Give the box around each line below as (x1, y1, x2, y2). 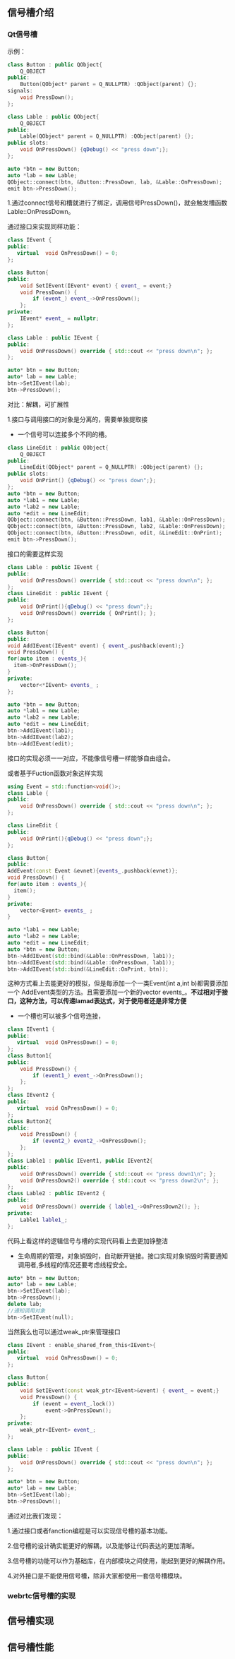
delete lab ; (7, 1301, 42, 1308)
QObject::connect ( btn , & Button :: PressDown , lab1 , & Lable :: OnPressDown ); (7, 516, 226, 524)
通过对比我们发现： (7, 1511, 64, 1520)
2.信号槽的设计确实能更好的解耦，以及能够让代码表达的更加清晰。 (7, 1541, 199, 1550)
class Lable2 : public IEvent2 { (7, 1190, 106, 1197)
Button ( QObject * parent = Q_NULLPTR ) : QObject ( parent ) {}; (20, 80, 198, 88)
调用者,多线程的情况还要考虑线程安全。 (17, 1260, 131, 1269)
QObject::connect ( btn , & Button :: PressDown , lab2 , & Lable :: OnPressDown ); (7, 523, 226, 530)
